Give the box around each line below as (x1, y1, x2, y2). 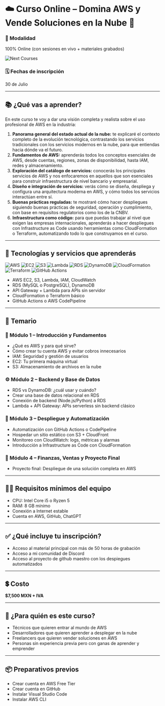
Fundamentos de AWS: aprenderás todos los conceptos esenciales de (12, 152, 156, 158)
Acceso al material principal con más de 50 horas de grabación (12, 545, 141, 551)
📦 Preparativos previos (5, 665, 79, 674)
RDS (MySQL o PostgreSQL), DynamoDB (12, 282, 95, 288)
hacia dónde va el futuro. (12, 147, 63, 153)
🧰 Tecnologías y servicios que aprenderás (5, 249, 136, 257)
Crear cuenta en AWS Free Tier (12, 681, 76, 687)
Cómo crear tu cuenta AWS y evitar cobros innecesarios (12, 348, 126, 354)
